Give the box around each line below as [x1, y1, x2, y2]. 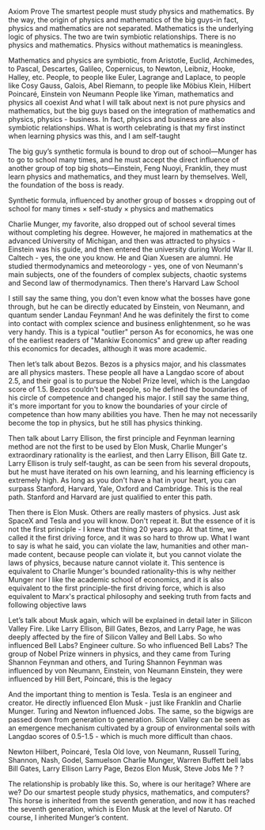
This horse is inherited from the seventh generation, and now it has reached [8, 796, 256, 805]
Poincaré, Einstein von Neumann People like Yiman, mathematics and [8, 89, 234, 98]
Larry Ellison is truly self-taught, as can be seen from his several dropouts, [8, 459, 252, 468]
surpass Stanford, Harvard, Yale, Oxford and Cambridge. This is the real [8, 484, 243, 493]
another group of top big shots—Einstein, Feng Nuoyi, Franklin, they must [8, 164, 248, 172]
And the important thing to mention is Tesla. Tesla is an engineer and [8, 690, 232, 699]
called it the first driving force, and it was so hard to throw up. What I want [8, 533, 250, 542]
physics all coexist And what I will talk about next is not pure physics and [8, 98, 246, 107]
